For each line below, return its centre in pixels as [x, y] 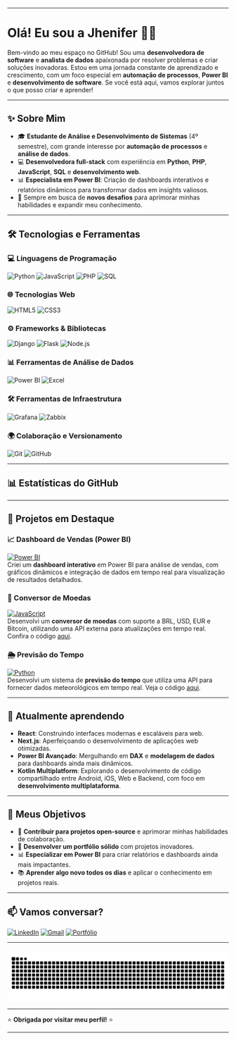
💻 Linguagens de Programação [62, 259]
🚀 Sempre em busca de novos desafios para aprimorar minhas [109, 197]
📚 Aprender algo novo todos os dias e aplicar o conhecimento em [114, 872]
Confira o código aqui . [40, 636]
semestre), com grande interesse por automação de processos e [112, 146]
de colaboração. [41, 838]
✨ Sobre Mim [37, 119]
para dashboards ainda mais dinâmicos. [75, 763]
